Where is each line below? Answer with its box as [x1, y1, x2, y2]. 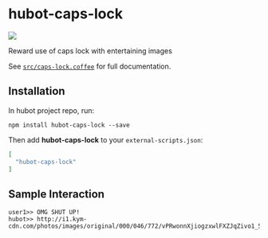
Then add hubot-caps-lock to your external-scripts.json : [8, 135, 203, 144]
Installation [8, 84, 65, 98]
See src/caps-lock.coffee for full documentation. [8, 61, 171, 71]
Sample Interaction [8, 187, 105, 201]
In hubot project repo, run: [8, 105, 95, 115]
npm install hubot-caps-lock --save [8, 121, 130, 129]
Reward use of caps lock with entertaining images [8, 45, 173, 56]
